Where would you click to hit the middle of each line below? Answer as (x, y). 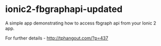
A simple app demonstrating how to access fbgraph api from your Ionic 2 (81, 23)
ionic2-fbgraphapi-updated (64, 9)
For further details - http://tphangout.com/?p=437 (57, 38)
